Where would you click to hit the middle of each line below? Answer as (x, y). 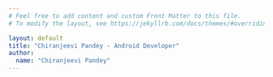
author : (22, 53)
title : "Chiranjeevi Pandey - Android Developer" (94, 45)
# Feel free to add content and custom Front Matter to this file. (125, 16)
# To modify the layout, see (58, 24)
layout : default (36, 38)
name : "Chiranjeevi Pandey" (63, 61)
